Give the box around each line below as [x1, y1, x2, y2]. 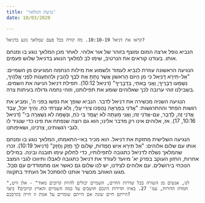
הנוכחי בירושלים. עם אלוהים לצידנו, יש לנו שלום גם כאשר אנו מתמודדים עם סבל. [6, 161, 191, 169]
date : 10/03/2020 [6, 15, 51, 21]
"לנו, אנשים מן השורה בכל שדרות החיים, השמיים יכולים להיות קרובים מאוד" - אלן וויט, [6, 180, 190, 186]
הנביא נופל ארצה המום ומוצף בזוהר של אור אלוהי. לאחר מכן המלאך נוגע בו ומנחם [6, 48, 193, 55]
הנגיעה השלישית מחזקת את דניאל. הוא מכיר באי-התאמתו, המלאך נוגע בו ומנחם [6, 135, 190, 142]
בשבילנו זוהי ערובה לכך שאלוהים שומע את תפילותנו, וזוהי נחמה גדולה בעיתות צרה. [6, 86, 195, 93]
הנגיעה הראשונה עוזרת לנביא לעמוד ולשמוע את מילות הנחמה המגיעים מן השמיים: [6, 66, 194, 73]
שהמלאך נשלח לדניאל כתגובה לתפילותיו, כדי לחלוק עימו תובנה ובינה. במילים [6, 148, 182, 156]
